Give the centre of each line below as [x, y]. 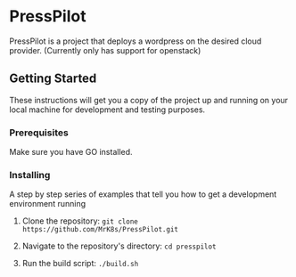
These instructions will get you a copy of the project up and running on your [148, 100]
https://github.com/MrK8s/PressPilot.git [100, 230]
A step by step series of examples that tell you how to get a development [143, 194]
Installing [30, 175]
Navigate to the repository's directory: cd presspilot [119, 246]
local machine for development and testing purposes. [107, 110]
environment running [48, 204]
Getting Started [53, 79]
